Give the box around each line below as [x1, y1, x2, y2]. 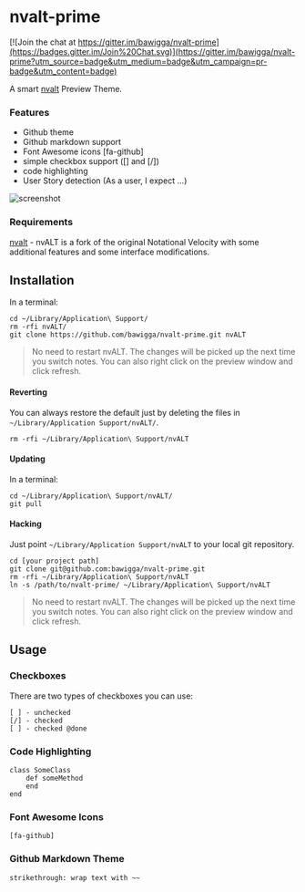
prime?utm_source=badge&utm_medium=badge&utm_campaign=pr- [9, 56, 268, 67]
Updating [9, 453, 46, 464]
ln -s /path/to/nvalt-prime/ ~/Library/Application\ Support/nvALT [9, 580, 271, 589]
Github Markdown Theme [9, 853, 125, 866]
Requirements [9, 216, 74, 229]
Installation [9, 272, 75, 288]
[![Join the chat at [9, 36, 76, 47]
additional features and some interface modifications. [9, 246, 210, 257]
